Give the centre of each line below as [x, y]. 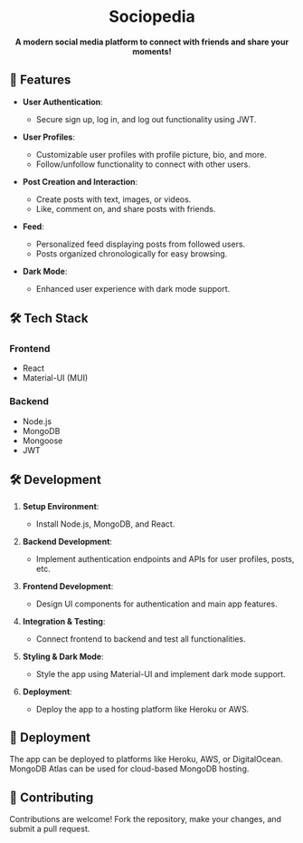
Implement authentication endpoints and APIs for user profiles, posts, [165, 558]
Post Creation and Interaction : [80, 181]
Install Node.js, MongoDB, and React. [105, 524]
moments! [152, 51]
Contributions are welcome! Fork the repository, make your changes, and [146, 819]
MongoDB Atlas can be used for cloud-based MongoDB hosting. [129, 769]
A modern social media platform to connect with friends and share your [152, 42]
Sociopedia [152, 17]
